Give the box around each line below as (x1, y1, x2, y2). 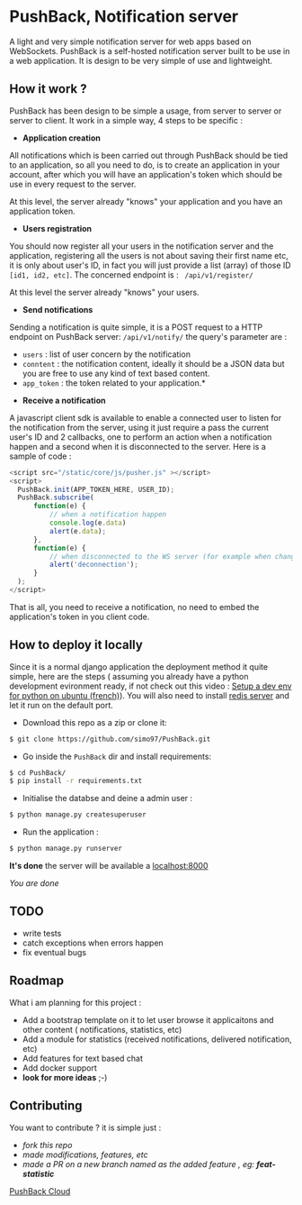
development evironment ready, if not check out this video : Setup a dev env (9, 680, 292, 691)
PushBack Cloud (9, 1185, 71, 1196)
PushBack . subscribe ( (17, 493, 94, 502)
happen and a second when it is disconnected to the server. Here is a (9, 441, 267, 452)
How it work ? (9, 81, 87, 96)
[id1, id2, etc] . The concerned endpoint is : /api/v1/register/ (9, 269, 253, 280)
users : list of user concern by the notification (22, 349, 191, 360)
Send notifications (22, 304, 93, 315)
